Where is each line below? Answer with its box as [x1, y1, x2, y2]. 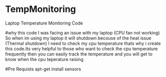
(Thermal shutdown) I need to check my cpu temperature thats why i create [5, 40, 161, 46]
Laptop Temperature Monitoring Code [5, 20, 83, 26]
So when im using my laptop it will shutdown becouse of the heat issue [5, 35, 151, 41]
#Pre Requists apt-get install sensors [5, 66, 81, 72]
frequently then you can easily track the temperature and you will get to [5, 51, 152, 57]
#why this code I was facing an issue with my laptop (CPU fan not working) [5, 29, 160, 35]
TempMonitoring [5, 3, 76, 15]
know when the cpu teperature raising [5, 56, 83, 62]
